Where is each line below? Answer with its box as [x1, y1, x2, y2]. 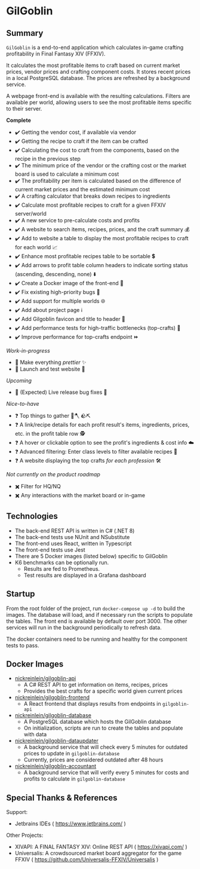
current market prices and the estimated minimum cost [14, 186, 150, 192]
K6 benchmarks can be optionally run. [14, 559, 109, 566]
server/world [14, 210, 47, 217]
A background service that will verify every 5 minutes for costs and [23, 769, 189, 776]
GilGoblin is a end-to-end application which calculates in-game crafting [6, 44, 184, 51]
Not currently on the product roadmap [6, 471, 100, 478]
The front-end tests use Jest [14, 546, 85, 553]
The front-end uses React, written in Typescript [14, 540, 132, 547]
